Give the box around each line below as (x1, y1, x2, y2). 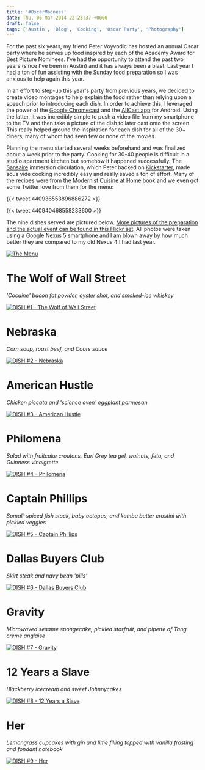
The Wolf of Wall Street (6, 271, 126, 285)
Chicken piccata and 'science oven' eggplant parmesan (6, 398, 148, 406)
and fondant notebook (6, 745, 63, 752)
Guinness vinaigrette (6, 459, 59, 466)
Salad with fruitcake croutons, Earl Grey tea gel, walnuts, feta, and (6, 452, 174, 459)
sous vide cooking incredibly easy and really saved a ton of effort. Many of (6, 170, 195, 178)
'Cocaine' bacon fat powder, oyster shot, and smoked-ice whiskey (6, 291, 174, 299)
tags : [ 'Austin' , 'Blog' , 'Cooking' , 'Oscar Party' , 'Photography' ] (6, 26, 184, 32)
